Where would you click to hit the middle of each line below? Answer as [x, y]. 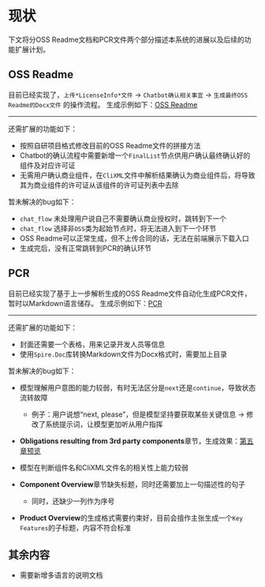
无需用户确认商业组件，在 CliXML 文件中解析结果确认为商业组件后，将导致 [137, 175]
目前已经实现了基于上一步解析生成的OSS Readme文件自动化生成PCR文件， [130, 293]
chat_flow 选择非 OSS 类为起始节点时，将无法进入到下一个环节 [118, 228]
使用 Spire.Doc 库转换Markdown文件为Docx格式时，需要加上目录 [123, 354]
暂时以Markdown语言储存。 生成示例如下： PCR [85, 303]
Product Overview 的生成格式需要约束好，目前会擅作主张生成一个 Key [131, 518]
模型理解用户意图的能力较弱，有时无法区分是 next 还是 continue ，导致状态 [138, 387]
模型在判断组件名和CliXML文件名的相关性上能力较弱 [104, 467]
